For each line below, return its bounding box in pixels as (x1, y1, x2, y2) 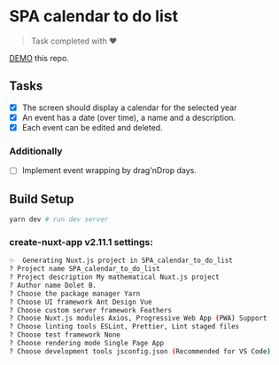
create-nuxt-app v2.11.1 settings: (9, 235, 153, 248)
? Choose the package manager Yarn (9, 289, 141, 298)
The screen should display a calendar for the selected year (21, 102, 237, 113)
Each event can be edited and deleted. (21, 122, 163, 132)
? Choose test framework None (9, 330, 121, 339)
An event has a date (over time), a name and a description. (21, 112, 236, 123)
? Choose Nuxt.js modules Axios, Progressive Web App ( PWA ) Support (9, 313, 267, 323)
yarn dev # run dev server (9, 215, 109, 224)
